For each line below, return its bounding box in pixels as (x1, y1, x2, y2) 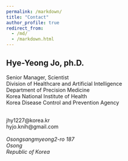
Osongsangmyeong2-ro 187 (6, 136, 75, 143)
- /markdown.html (11, 36, 55, 42)
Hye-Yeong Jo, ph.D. (6, 58, 84, 68)
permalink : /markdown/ (6, 8, 62, 15)
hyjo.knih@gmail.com (6, 123, 59, 130)
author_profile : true (6, 20, 60, 25)
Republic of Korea (6, 148, 50, 155)
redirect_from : (6, 25, 44, 31)
